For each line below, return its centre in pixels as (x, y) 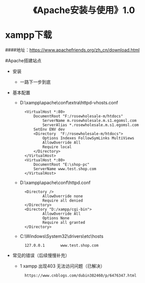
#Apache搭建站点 (23, 61)
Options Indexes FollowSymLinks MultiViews (88, 138)
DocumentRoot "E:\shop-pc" (61, 165)
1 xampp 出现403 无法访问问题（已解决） (62, 266)
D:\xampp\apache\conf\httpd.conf (55, 183)
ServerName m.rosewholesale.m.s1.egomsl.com (89, 121)
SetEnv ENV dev (49, 129)
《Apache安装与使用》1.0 (84, 10)
